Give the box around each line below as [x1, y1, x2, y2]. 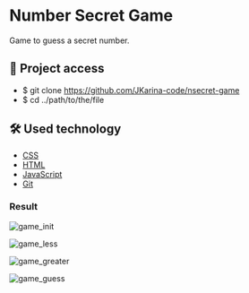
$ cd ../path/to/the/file [21, 94, 105, 105]
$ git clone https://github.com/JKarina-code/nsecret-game [21, 84, 240, 95]
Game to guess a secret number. [9, 35, 130, 46]
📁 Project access [9, 61, 105, 76]
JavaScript [21, 168, 63, 179]
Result [9, 201, 39, 213]
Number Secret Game [9, 5, 173, 26]
